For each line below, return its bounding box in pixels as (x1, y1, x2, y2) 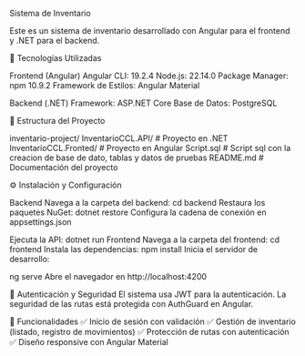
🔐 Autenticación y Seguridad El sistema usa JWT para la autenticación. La (9, 289, 287, 300)
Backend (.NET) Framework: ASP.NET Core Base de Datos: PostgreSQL (9, 97, 278, 108)
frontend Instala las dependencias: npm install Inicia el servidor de (9, 244, 258, 254)
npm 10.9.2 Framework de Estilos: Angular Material (9, 80, 200, 90)
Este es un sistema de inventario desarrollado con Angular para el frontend (9, 25, 290, 36)
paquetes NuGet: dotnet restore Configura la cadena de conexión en (9, 207, 267, 218)
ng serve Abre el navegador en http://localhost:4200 (9, 271, 208, 281)
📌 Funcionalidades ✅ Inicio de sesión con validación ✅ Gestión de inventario (9, 316, 296, 327)
